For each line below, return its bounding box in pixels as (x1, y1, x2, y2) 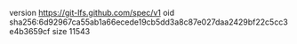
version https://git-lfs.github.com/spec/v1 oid (9, 8, 175, 18)
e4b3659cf (9, 26, 51, 36)
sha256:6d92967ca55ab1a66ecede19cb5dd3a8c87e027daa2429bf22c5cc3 (9, 17, 289, 27)
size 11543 (52, 26, 91, 36)
